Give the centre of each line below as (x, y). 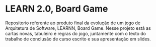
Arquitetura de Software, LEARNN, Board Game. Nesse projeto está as (78, 28)
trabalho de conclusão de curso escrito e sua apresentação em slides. (78, 39)
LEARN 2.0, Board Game (57, 9)
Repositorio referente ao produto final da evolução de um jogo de (73, 23)
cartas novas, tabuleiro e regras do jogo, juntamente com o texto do (75, 33)
